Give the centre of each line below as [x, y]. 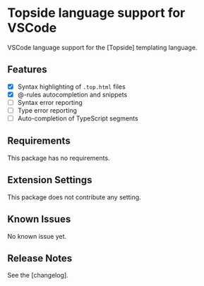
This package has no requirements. [59, 158]
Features [27, 69]
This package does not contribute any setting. [74, 197]
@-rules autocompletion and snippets [72, 94]
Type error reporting [47, 110]
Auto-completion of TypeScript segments [78, 118]
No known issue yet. [37, 236]
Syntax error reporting [50, 102]
